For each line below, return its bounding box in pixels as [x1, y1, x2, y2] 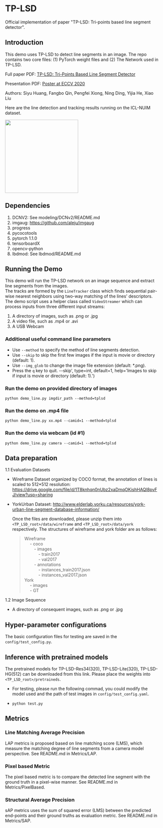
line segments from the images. [5, 283, 69, 289]
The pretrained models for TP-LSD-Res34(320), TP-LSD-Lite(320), [5, 666, 140, 671]
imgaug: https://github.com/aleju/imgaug [12, 220, 94, 225]
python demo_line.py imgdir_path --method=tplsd [5, 396, 106, 401]
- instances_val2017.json [38, 572, 87, 578]
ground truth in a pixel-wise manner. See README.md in [5, 779, 118, 785]
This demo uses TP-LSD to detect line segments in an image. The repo [5, 51, 147, 57]
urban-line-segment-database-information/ [12, 506, 100, 512]
